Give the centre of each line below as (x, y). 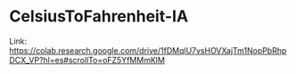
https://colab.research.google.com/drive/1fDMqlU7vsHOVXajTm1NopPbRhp (148, 50)
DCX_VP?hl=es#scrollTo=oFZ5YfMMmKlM (87, 60)
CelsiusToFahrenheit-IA (99, 16)
